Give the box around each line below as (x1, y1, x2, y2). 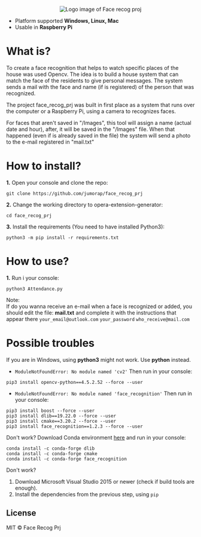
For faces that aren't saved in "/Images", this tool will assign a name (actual (6, 119, 191, 126)
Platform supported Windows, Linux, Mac (14, 17, 119, 24)
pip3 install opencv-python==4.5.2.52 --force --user (6, 379, 144, 385)
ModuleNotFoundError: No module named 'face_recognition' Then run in (14, 389, 193, 397)
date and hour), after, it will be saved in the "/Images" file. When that (6, 126, 175, 133)
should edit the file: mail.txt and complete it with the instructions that (6, 309, 176, 316)
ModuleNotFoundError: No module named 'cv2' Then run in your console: (14, 368, 193, 375)
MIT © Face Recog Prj (6, 524, 61, 531)
